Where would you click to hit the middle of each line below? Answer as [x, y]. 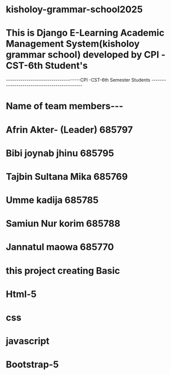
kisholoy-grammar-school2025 [74, 10]
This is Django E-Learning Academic [85, 33]
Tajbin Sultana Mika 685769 [67, 176]
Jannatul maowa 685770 [60, 247]
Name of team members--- [65, 106]
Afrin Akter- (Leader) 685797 [69, 130]
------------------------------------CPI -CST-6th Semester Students [78, 80]
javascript [28, 341]
